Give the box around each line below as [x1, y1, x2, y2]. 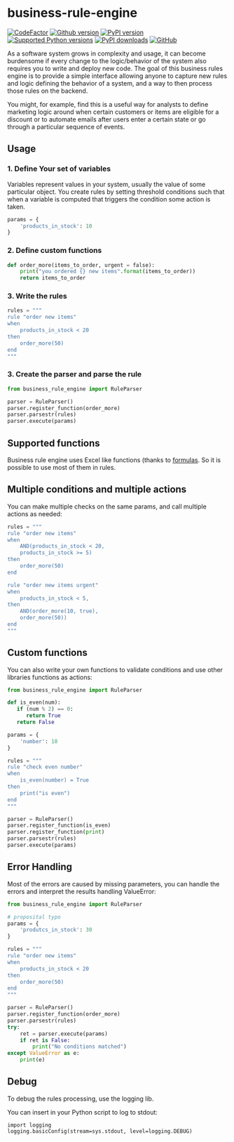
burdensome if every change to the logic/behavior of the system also [7, 56, 207, 65]
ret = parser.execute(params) [20, 1030, 109, 1037]
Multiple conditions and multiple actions [7, 483, 187, 496]
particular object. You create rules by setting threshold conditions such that [7, 188, 225, 196]
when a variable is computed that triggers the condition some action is [7, 195, 211, 203]
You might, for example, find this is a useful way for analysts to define [7, 100, 209, 108]
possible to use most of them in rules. [7, 463, 116, 471]
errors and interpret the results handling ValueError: [7, 887, 156, 895]
